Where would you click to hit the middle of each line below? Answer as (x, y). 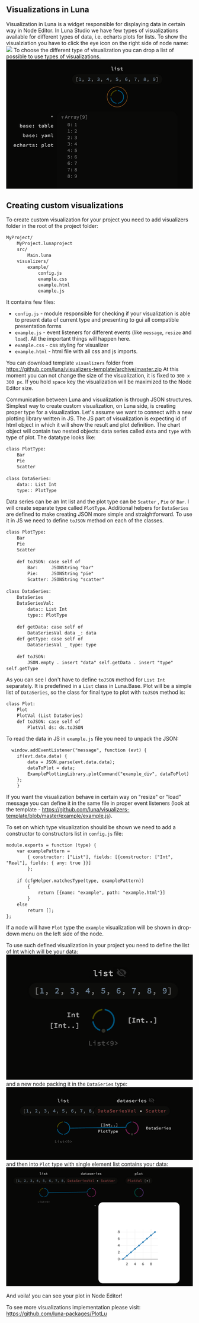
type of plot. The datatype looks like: (51, 437)
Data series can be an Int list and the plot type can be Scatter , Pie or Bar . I (98, 502)
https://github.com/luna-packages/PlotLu (57, 1314)
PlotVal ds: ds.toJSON (55, 728)
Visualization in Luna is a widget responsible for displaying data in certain (96, 24)
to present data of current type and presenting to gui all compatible (97, 320)
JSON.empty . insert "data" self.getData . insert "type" (100, 663)
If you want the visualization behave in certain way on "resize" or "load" (94, 797)
